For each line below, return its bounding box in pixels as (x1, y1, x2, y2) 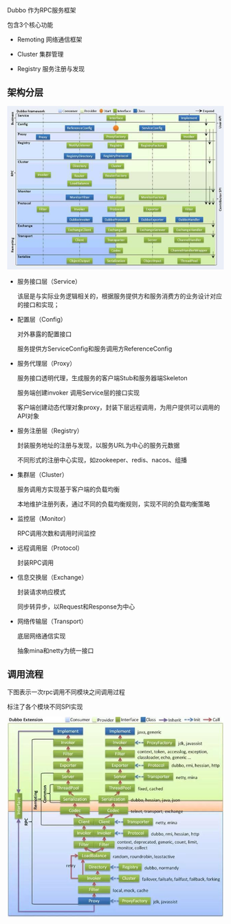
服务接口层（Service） (16, 277, 81, 285)
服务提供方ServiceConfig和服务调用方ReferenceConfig (16, 344, 173, 353)
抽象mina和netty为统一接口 (16, 646, 94, 654)
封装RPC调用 (16, 558, 54, 567)
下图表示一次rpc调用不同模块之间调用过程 (7, 688, 126, 696)
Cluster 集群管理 (16, 50, 64, 58)
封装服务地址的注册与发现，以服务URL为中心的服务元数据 (16, 441, 180, 449)
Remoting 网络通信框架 (16, 35, 82, 43)
